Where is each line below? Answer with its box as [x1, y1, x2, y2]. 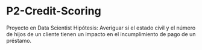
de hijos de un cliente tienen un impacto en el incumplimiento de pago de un [6, 30, 196, 37]
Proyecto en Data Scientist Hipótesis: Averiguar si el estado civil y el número [6, 24, 196, 31]
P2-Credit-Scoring [6, 4, 101, 18]
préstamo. [6, 37, 32, 44]
